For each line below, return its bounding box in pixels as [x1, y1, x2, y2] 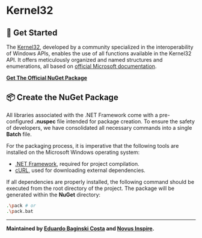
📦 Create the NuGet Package [6, 93, 118, 103]
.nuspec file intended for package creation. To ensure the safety [34, 118, 195, 125]
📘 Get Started [6, 28, 58, 38]
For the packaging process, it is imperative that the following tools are [6, 142, 179, 149]
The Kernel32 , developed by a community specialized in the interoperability [6, 43, 194, 50]
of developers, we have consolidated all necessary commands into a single [6, 124, 192, 131]
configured [6, 118, 34, 125]
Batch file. [6, 130, 32, 138]
